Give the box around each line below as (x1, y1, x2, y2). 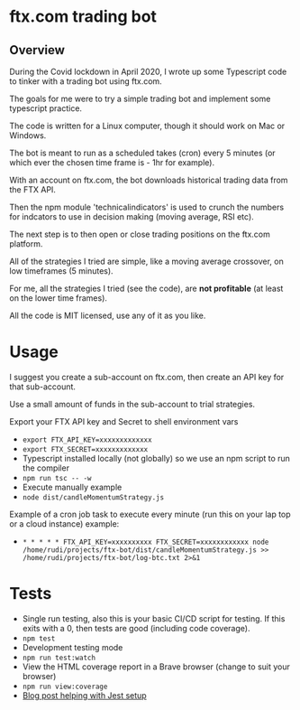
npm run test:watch (22, 653, 96, 662)
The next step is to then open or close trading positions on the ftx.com (9, 229, 270, 239)
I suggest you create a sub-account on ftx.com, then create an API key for (9, 371, 285, 382)
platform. (9, 238, 43, 249)
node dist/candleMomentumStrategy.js (22, 492, 165, 502)
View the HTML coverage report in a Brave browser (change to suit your (22, 661, 290, 672)
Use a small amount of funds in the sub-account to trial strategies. (9, 398, 255, 409)
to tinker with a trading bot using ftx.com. (9, 76, 162, 87)
